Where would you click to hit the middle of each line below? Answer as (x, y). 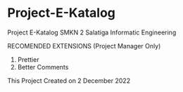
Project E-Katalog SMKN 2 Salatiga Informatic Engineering (92, 32)
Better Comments (43, 67)
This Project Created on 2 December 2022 (69, 80)
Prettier (28, 59)
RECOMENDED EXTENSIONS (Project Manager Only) (84, 46)
